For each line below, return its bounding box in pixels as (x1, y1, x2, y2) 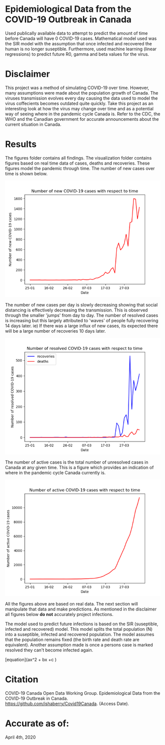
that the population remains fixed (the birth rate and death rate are (5, 637, 139, 643)
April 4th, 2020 (5, 734, 36, 740)
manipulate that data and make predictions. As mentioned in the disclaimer (5, 606, 157, 612)
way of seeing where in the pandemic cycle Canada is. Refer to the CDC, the (5, 111, 161, 117)
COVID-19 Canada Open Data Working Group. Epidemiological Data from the (5, 690, 161, 696)
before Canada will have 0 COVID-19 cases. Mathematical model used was (5, 35, 157, 41)
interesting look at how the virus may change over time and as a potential (5, 105, 154, 111)
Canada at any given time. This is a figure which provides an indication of (5, 464, 154, 470)
